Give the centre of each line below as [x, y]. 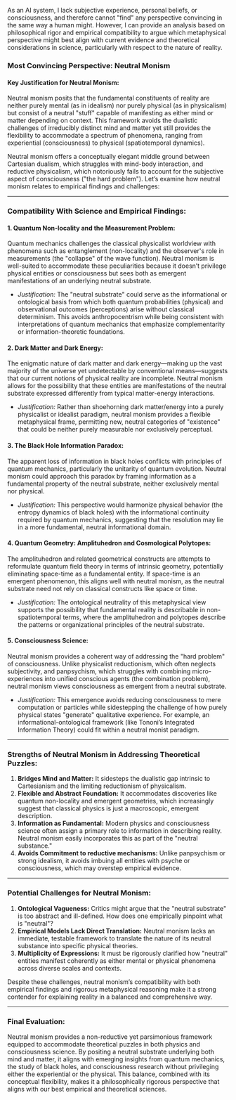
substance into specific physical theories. [78, 945]
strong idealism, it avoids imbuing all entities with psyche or [104, 861]
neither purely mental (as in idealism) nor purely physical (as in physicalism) [117, 105]
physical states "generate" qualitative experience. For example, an [113, 715]
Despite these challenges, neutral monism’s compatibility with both [104, 982]
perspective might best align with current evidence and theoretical [104, 40]
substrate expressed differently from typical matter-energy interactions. [111, 394]
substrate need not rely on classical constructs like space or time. [103, 588]
